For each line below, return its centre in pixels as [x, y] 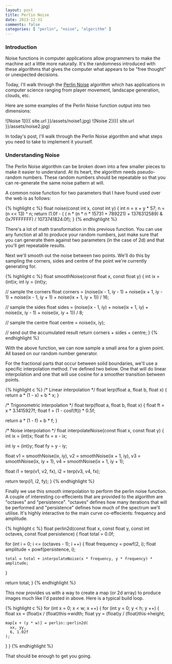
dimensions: [18, 111]
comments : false [23, 24]
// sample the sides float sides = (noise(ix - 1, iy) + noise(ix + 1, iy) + [77, 307]
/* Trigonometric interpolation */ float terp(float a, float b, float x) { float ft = [85, 405]
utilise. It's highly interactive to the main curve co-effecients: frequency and [85, 513]
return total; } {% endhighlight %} [41, 583]
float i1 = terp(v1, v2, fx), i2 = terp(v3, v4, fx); [53, 471]
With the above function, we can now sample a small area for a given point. [85, 348]
